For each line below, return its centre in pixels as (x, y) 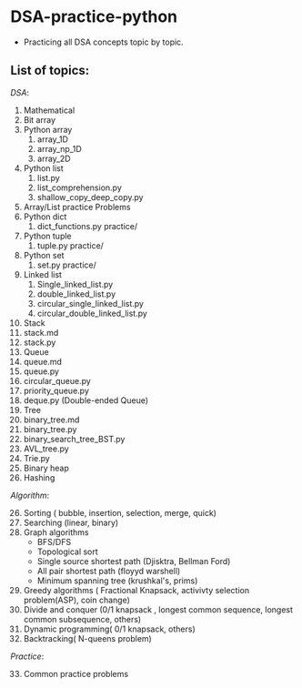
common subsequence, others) (82, 619)
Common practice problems (76, 673)
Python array (48, 129)
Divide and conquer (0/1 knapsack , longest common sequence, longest (158, 609)
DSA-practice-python (94, 17)
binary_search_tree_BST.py (74, 439)
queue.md (43, 361)
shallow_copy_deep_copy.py (90, 197)
